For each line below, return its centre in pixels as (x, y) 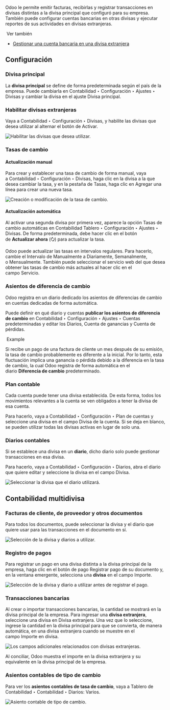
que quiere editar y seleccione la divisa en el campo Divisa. (68, 472)
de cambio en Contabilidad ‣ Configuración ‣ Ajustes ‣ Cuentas (73, 318)
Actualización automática (33, 211)
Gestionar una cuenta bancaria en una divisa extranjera (71, 44)
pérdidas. (15, 329)
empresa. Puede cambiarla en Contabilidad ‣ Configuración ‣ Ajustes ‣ (80, 91)
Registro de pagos (28, 553)
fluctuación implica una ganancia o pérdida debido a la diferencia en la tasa (85, 360)
